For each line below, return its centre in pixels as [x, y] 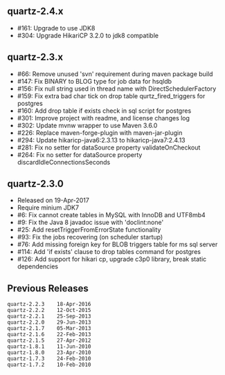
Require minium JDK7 [48, 208]
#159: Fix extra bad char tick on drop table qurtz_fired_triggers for [111, 95]
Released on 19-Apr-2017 [53, 201]
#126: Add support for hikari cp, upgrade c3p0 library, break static [112, 259]
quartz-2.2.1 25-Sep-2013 [49, 317]
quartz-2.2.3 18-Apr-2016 [49, 304]
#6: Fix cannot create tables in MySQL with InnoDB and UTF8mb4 [111, 215]
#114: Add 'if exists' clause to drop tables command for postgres [109, 252]
